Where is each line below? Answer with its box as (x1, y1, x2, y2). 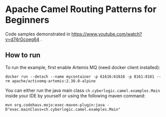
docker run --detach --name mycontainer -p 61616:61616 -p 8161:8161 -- (5, 74, 161, 79)
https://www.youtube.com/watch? (71, 31, 142, 37)
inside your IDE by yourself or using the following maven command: (5, 92, 146, 99)
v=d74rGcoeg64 (5, 36, 39, 42)
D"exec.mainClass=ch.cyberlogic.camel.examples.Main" (5, 107, 121, 112)
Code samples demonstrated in (5, 31, 71, 37)
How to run (5, 51, 41, 60)
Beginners (5, 14, 49, 26)
